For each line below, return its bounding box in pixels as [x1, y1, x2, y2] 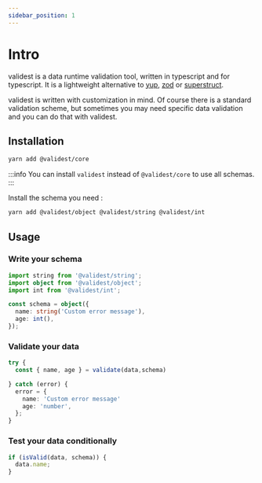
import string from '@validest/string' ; [8, 271, 143, 279]
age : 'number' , [22, 402, 72, 410]
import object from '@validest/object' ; [8, 278, 143, 287]
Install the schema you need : [8, 194, 104, 203]
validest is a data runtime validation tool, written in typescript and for [8, 72, 230, 81]
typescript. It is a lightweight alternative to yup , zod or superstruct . [8, 79, 224, 89]
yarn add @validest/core [8, 155, 89, 164]
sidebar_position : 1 [8, 11, 76, 20]
